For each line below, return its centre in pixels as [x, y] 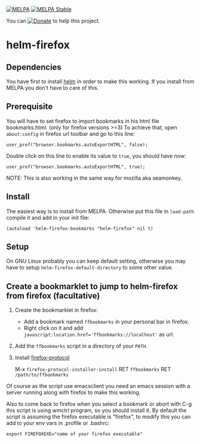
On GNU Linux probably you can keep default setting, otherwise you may [96, 261]
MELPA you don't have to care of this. [53, 88]
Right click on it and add [53, 328]
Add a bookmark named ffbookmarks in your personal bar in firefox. [107, 322]
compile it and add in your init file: [48, 217]
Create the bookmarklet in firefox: [56, 310]
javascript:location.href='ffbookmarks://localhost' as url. [99, 335]
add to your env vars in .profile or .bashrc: [58, 423]
